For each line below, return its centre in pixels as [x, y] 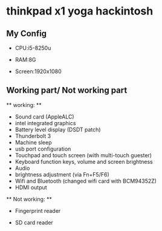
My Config [27, 34]
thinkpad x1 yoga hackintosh [80, 11]
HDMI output [31, 187]
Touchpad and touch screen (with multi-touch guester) [83, 155]
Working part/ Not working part [67, 90]
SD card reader [34, 223]
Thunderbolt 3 [33, 136]
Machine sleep [34, 142]
